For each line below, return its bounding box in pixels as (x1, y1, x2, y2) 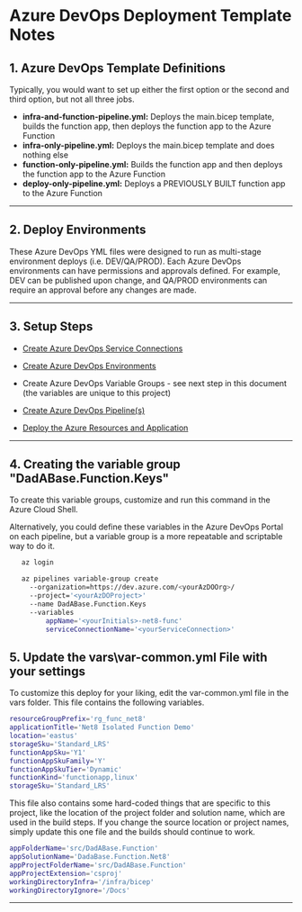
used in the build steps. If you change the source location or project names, (9, 817, 289, 828)
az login (21, 558, 54, 567)
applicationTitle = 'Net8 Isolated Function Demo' (9, 723, 195, 732)
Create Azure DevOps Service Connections (22, 343, 183, 354)
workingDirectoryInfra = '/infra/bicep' (9, 877, 155, 887)
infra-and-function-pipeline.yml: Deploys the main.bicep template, (22, 112, 275, 122)
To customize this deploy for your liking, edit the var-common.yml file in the (9, 688, 289, 699)
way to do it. (9, 541, 56, 552)
